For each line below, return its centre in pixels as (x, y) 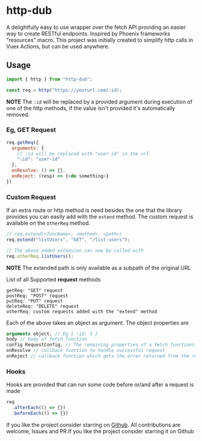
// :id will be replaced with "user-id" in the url (83, 154)
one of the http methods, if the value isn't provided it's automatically (91, 108)
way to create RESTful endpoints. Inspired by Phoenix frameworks (88, 33)
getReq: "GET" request (35, 290)
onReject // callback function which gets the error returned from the (98, 356)
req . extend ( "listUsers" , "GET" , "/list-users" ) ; (68, 239)
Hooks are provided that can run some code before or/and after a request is (100, 385)
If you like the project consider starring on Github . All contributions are (93, 425)
